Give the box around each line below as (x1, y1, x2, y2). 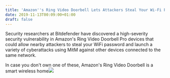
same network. (5, 52, 36, 58)
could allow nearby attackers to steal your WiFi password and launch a (5, 42, 153, 48)
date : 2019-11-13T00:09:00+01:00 (5, 12, 76, 17)
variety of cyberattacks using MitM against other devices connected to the (5, 47, 161, 53)
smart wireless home (5, 68, 49, 74)
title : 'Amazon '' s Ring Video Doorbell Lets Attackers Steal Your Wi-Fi (5, 7, 162, 13)
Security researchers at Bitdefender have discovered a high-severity (5, 31, 148, 37)
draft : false (5, 17, 33, 22)
